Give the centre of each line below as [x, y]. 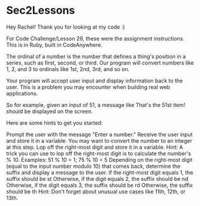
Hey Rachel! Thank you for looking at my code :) [66, 27]
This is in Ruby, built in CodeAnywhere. [54, 45]
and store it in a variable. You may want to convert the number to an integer [99, 140]
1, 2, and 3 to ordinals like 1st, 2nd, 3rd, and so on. [68, 69]
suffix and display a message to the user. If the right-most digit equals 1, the [100, 172]
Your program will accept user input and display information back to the [95, 81]
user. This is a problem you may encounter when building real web [88, 87]
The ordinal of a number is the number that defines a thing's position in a [96, 56]
